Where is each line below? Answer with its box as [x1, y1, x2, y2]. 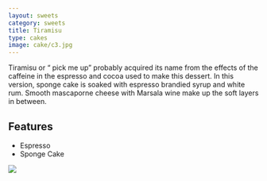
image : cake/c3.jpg [8, 41, 73, 49]
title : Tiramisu [8, 26, 62, 34]
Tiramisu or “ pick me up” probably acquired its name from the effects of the [8, 63, 258, 72]
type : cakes [8, 33, 48, 42]
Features [8, 120, 53, 133]
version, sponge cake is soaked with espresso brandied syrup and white [8, 80, 246, 90]
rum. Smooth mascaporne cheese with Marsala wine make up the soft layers [8, 88, 259, 98]
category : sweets [8, 19, 66, 27]
